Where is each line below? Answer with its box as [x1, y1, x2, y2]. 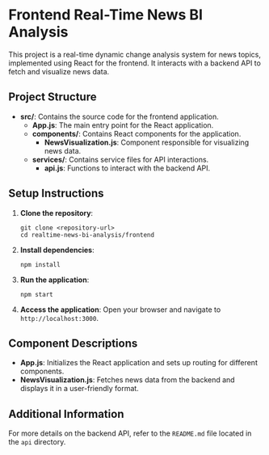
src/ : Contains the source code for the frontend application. [19, 112, 220, 121]
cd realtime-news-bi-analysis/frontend [19, 230, 155, 239]
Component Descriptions [8, 336, 138, 350]
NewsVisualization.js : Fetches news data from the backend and [19, 375, 236, 385]
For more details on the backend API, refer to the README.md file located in [8, 428, 252, 438]
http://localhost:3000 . [19, 313, 99, 322]
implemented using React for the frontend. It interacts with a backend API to [8, 58, 261, 68]
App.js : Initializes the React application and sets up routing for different [19, 358, 258, 368]
